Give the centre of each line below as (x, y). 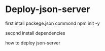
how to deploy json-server (33, 43)
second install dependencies (35, 33)
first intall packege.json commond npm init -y (52, 23)
